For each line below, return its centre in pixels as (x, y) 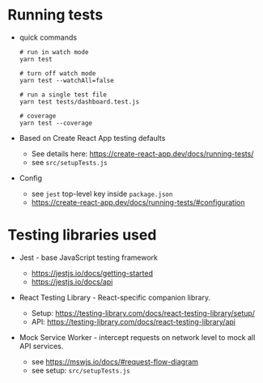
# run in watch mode (54, 52)
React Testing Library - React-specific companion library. (115, 297)
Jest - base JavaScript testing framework (89, 257)
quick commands (48, 37)
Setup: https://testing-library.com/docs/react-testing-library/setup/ (143, 313)
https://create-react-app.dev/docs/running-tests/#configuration (138, 202)
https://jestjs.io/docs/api (72, 282)
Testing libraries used (82, 235)
